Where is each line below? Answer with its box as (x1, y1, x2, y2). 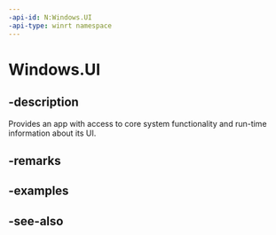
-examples (8, 184, 69, 199)
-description (8, 95, 79, 110)
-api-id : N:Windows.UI (8, 12, 92, 22)
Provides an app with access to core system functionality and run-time (8, 118, 267, 129)
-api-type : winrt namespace (8, 21, 113, 30)
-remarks (8, 153, 61, 168)
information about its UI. (8, 128, 97, 138)
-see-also (8, 214, 64, 229)
